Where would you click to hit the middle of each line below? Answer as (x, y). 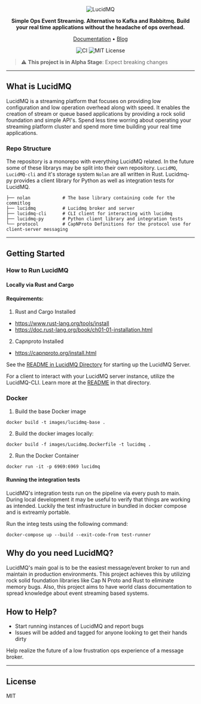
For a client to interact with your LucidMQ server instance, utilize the (90, 376)
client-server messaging (37, 230)
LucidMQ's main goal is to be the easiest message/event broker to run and (98, 567)
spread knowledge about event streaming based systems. (78, 593)
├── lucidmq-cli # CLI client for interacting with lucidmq (89, 214)
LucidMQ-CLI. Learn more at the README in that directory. (79, 383)
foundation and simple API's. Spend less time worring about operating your (99, 120)
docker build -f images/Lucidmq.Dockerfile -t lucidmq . (79, 444)
